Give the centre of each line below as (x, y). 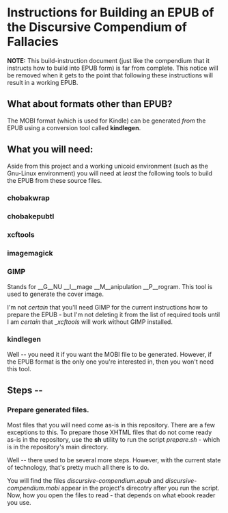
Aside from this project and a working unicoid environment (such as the (108, 166)
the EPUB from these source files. (55, 180)
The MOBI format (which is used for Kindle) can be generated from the (106, 121)
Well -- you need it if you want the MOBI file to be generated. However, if (110, 354)
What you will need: (50, 150)
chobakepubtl (31, 216)
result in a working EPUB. (43, 82)
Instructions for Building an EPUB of (111, 13)
